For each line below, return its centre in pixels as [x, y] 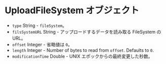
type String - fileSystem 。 [39, 25]
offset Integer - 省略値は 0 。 [42, 44]
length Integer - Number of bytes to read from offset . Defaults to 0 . [83, 50]
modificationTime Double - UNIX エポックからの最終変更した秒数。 [82, 56]
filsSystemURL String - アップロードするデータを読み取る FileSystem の [87, 31]
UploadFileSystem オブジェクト [72, 10]
